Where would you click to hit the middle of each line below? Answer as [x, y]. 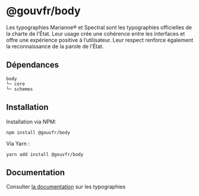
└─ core [16, 84]
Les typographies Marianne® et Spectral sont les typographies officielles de [99, 27]
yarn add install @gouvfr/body [45, 154]
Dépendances [33, 65]
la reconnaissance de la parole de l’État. [55, 46]
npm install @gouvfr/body [38, 132]
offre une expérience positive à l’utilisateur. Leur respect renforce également [100, 40]
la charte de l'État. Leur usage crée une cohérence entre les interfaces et [96, 33]
